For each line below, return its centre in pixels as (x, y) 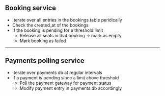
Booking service (31, 8)
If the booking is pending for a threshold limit (57, 30)
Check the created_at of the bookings (50, 25)
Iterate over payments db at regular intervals (57, 72)
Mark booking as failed (43, 41)
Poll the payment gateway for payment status (65, 83)
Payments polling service (45, 61)
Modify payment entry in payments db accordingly (71, 88)
